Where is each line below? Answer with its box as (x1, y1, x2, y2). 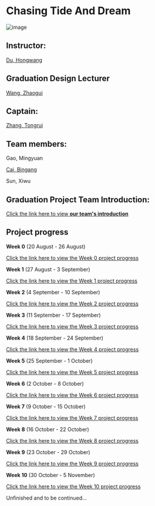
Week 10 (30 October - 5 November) (6, 471, 95, 478)
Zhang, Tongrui (6, 122, 43, 129)
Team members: (6, 139, 68, 149)
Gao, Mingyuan (6, 155, 43, 162)
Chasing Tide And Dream (6, 4, 131, 18)
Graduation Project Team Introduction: (6, 195, 150, 205)
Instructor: (6, 41, 46, 51)
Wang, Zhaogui (6, 89, 43, 96)
